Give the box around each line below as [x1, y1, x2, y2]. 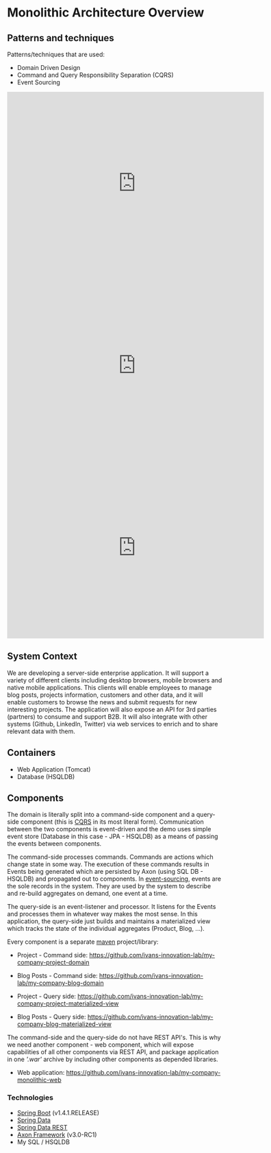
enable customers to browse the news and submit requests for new [7, 698, 197, 706]
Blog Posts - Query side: [16, 1013, 87, 1021]
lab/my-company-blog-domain [16, 979, 104, 987]
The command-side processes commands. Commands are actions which [7, 853, 214, 861]
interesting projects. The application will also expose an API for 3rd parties [7, 705, 217, 713]
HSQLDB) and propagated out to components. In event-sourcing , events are [7, 875, 221, 883]
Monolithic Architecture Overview [7, 5, 205, 21]
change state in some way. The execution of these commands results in [7, 860, 210, 868]
